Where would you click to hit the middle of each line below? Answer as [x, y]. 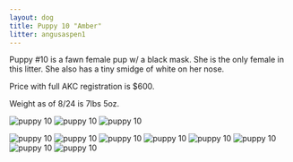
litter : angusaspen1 [48, 34]
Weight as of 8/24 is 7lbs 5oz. [64, 104]
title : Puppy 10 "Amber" [56, 26]
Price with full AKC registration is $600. [82, 87]
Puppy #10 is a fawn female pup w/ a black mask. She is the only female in [147, 60]
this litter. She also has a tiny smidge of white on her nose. [117, 69]
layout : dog [31, 17]
